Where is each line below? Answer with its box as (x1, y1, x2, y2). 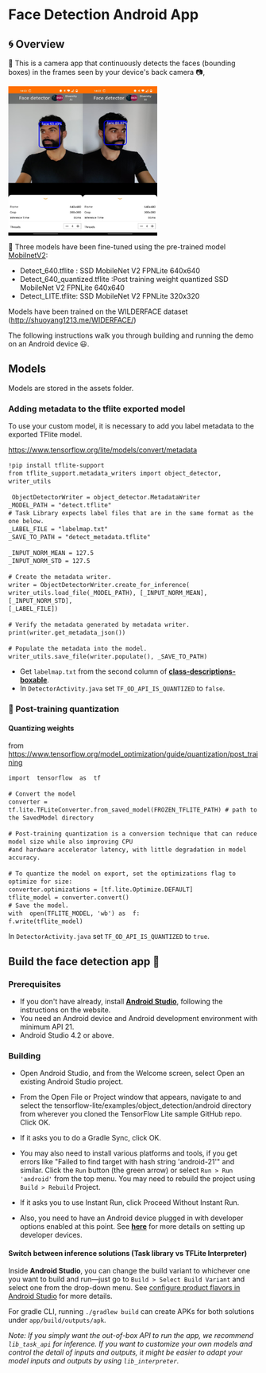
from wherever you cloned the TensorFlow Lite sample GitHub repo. (19, 1109, 242, 1119)
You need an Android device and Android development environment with (19, 1013, 258, 1023)
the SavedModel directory (8, 814, 94, 822)
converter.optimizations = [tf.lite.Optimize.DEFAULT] (8, 886, 194, 894)
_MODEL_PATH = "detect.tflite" (8, 502, 112, 510)
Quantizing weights (8, 723, 75, 733)
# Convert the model (8, 790, 77, 798)
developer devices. (19, 1230, 83, 1240)
